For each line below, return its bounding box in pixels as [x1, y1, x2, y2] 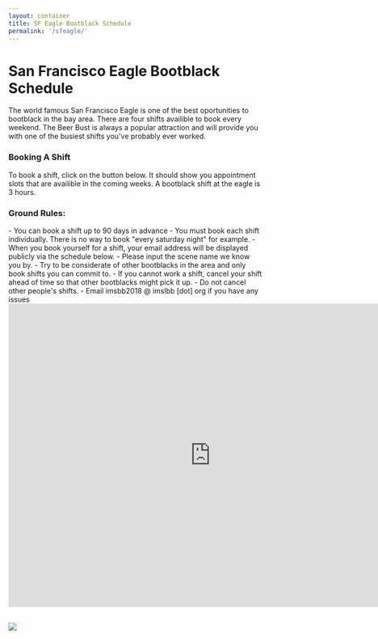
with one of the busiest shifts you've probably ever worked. [8, 131, 206, 142]
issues [8, 294, 30, 304]
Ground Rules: [8, 207, 66, 218]
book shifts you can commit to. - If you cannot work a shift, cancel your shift [8, 269, 262, 278]
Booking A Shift [8, 151, 71, 163]
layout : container [8, 11, 70, 20]
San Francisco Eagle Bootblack [8, 61, 220, 80]
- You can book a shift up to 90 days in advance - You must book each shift [8, 226, 260, 235]
